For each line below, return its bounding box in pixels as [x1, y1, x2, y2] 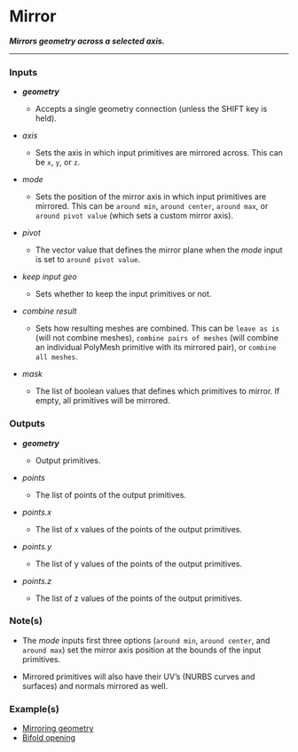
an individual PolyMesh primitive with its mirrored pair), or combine [35, 342, 277, 353]
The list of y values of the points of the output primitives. [35, 558, 242, 569]
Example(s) [9, 702, 59, 715]
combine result [21, 306, 77, 316]
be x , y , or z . [35, 157, 81, 168]
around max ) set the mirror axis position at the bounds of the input [21, 644, 262, 655]
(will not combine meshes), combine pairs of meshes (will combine [35, 332, 279, 343]
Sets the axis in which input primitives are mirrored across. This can [35, 148, 284, 158]
